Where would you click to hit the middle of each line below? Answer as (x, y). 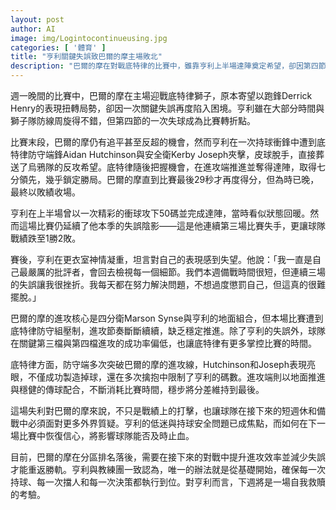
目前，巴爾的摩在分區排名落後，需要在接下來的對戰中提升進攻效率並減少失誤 (168, 457)
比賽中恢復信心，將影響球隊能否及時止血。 (106, 435)
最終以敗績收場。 (45, 192)
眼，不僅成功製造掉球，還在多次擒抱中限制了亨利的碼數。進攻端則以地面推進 (168, 377)
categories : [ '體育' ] (58, 47)
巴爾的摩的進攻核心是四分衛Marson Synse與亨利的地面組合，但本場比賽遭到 (167, 318)
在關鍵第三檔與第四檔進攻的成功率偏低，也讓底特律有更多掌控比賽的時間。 (163, 343)
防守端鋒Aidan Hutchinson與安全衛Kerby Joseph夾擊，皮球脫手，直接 (172, 154)
